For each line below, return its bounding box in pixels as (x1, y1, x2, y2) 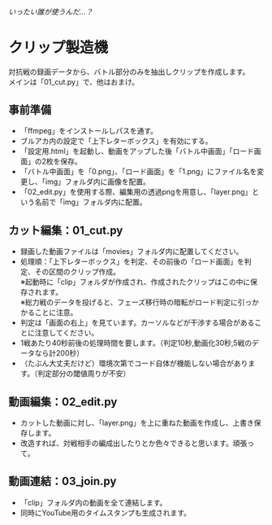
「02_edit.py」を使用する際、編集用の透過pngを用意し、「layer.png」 (19, 187, 253, 197)
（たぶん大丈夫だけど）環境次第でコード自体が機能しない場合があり (19, 358, 248, 369)
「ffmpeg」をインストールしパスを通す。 (19, 126, 158, 136)
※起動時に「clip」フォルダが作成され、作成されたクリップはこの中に (19, 277, 251, 287)
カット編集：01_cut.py (8, 223, 123, 237)
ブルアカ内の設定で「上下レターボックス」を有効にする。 (19, 136, 213, 146)
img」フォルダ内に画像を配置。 (45, 177, 151, 186)
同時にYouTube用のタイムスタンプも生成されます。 (19, 508, 192, 518)
